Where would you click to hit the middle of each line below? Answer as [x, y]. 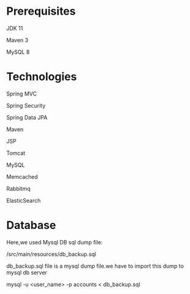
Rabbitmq [18, 189]
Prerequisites [41, 11]
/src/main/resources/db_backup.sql [51, 254]
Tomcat [16, 153]
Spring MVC [22, 94]
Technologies [42, 77]
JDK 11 [15, 28]
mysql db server [27, 272]
